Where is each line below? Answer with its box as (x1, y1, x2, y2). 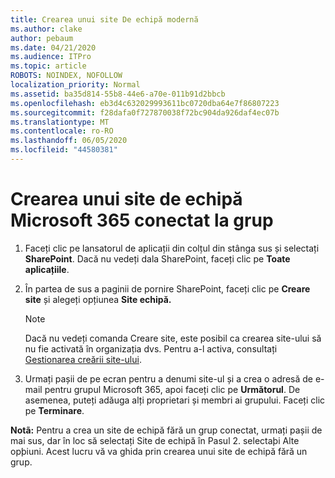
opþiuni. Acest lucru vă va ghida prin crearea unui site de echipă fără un (10, 445, 308, 457)
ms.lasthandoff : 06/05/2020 (10, 136, 128, 146)
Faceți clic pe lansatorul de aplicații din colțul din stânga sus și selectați (24, 242, 320, 254)
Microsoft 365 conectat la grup (10, 209, 274, 232)
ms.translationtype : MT (10, 117, 110, 127)
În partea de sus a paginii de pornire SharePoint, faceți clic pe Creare (24, 282, 311, 295)
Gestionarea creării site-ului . (24, 353, 142, 365)
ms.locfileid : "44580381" (10, 145, 118, 155)
